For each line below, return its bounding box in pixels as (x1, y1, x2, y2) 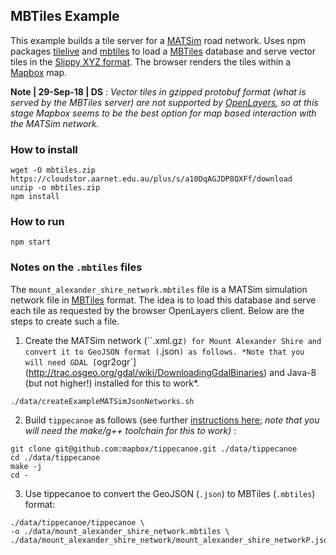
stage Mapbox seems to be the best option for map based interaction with (10, 107, 317, 119)
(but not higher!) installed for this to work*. (24, 377, 200, 389)
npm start (10, 237, 52, 248)
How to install (10, 142, 78, 156)
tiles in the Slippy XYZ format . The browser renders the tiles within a (10, 55, 292, 68)
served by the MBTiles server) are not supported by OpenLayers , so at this (10, 96, 319, 108)
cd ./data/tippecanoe (10, 452, 101, 463)
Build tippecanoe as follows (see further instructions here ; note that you (24, 414, 320, 426)
